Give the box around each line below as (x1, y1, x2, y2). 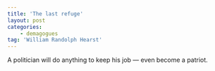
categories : (7, 23, 42, 30)
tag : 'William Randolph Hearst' (7, 37, 102, 44)
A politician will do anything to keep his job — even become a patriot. (7, 56, 208, 64)
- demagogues (20, 30, 59, 37)
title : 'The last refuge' (7, 10, 83, 18)
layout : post (7, 17, 46, 24)
